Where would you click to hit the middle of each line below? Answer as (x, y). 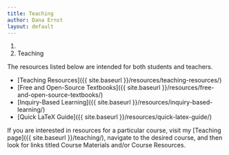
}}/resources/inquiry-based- (172, 102)
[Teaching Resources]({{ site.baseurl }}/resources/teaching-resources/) (119, 80)
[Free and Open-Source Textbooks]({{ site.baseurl (89, 88)
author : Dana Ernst (35, 20)
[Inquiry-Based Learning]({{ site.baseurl (74, 102)
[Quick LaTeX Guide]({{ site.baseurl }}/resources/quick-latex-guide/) (114, 117)
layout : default (30, 26)
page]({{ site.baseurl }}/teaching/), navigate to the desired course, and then (115, 138)
